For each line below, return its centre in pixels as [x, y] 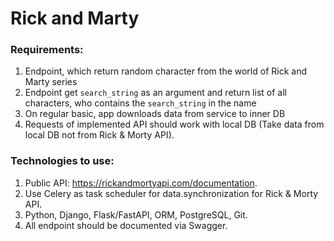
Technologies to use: [62, 161]
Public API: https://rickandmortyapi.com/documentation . [141, 183]
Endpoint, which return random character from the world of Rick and [165, 71]
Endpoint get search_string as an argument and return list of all [155, 93]
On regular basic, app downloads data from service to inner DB [155, 114]
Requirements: [47, 50]
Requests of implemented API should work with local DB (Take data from [174, 124]
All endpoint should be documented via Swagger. [126, 225]
